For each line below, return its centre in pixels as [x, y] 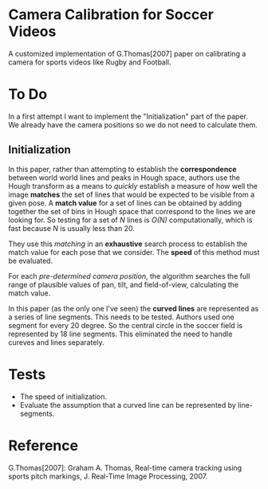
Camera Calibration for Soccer [111, 15]
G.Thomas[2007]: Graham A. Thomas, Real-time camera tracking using [125, 467]
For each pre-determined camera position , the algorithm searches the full [129, 276]
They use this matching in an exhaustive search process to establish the [128, 244]
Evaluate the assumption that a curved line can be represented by [128, 405]
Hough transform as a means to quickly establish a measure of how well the [133, 186]
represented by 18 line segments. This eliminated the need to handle [120, 334]
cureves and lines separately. [57, 342]
